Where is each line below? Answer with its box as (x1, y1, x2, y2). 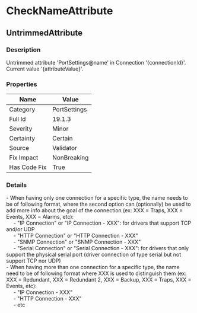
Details (6, 181, 27, 189)
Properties (6, 80, 37, 88)
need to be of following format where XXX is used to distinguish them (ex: (6, 270, 187, 277)
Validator (52, 144, 77, 152)
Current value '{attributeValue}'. (6, 65, 84, 72)
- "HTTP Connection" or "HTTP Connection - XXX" (13, 232, 138, 239)
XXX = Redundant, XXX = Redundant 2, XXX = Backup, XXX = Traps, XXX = (6, 276, 192, 283)
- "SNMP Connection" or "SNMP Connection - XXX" (13, 238, 141, 245)
